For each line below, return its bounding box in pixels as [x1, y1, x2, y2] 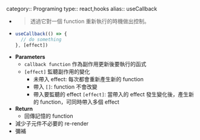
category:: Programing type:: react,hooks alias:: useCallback [6, 5, 158, 12]
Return [15, 105, 33, 112]
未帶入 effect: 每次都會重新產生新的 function [33, 75, 144, 82]
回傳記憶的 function [24, 112, 73, 119]
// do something [21, 36, 62, 42]
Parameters [15, 53, 45, 60]
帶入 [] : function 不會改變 [33, 83, 98, 90]
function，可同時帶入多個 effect [40, 98, 119, 105]
